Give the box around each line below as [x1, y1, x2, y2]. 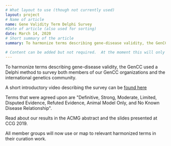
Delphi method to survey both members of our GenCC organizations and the [5, 69, 165, 75]
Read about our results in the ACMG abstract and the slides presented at [5, 115, 158, 121]
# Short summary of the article [5, 36, 74, 41]
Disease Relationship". [5, 105, 52, 111]
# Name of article [5, 17, 44, 22]
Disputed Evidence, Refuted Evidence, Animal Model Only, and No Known [5, 100, 160, 106]
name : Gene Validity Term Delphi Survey [5, 21, 93, 27]
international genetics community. [5, 74, 77, 80]
